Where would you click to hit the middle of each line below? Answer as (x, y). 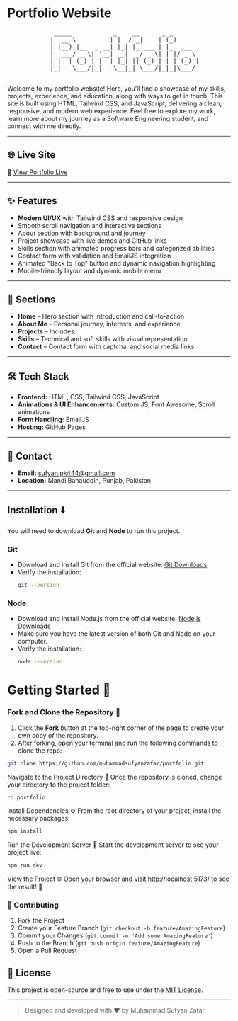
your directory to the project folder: (59, 785)
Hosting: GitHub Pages (52, 427)
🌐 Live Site (32, 155)
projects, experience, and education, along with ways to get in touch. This (115, 96)
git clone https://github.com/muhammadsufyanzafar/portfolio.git (106, 763)
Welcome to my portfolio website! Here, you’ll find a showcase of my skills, (117, 88)
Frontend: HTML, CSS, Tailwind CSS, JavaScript (88, 397)
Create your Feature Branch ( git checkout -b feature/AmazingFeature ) (121, 928)
